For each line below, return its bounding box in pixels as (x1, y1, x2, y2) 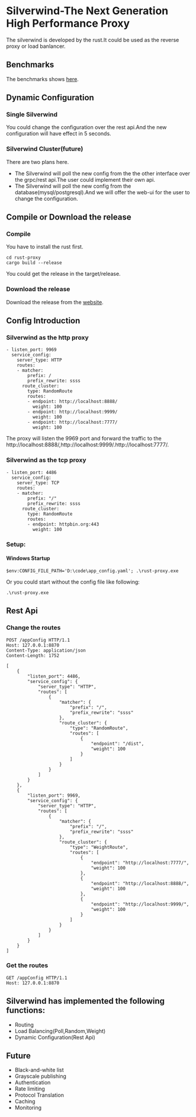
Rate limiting (14, 1085, 46, 1093)
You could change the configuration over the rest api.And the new (6, 124, 167, 131)
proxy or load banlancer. (6, 43, 66, 50)
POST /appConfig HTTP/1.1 (6, 637, 70, 643)
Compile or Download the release (6, 212, 131, 223)
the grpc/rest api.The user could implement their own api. (14, 176, 156, 183)
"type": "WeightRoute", (69, 844, 128, 850)
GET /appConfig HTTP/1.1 (6, 975, 68, 981)
